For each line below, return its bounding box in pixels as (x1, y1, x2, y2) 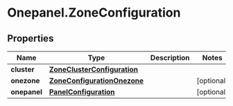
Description (150, 53, 190, 62)
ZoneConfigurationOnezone (49, 76, 144, 85)
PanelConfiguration (49, 87, 116, 96)
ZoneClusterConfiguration (49, 64, 139, 74)
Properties (7, 33, 54, 44)
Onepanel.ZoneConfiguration (7, 5, 181, 21)
